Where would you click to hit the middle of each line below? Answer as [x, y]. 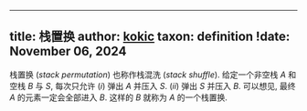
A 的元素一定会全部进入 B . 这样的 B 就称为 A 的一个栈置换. [119, 97]
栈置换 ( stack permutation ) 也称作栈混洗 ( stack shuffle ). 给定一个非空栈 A [148, 75]
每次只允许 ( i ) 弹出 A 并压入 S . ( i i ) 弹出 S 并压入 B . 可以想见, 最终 [175, 86]
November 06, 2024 [68, 51]
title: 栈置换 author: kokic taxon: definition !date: [150, 37]
